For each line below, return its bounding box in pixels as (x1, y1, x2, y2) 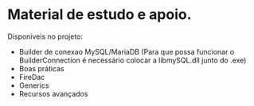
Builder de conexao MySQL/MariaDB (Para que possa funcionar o (18, 47, 235, 56)
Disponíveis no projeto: (7, 32, 84, 41)
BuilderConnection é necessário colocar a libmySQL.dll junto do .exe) (18, 55, 247, 65)
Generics (18, 81, 49, 90)
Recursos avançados (18, 89, 88, 98)
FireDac (18, 72, 45, 81)
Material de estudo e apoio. (7, 6, 192, 24)
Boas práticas (18, 63, 64, 73)
